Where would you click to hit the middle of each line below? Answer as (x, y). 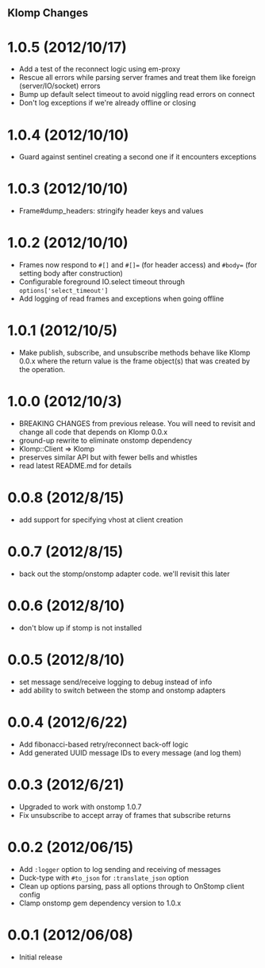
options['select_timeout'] (63, 291)
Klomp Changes (48, 13)
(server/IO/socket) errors (60, 86)
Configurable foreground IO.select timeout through (102, 282)
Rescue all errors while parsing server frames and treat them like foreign (137, 78)
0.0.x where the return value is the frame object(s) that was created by (134, 361)
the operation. (42, 370)
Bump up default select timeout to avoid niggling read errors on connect (137, 94)
